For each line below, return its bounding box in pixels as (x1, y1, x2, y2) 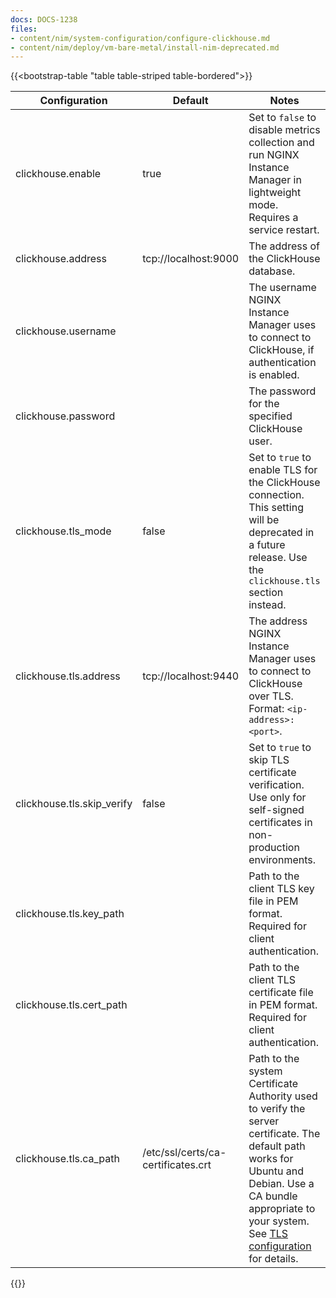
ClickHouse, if (248, 343, 315, 357)
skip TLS (248, 753, 290, 767)
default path (248, 1139, 306, 1153)
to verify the (248, 1102, 306, 1116)
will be (248, 513, 280, 527)
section (248, 586, 284, 600)
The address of (248, 239, 320, 253)
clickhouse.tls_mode (15, 524, 112, 538)
